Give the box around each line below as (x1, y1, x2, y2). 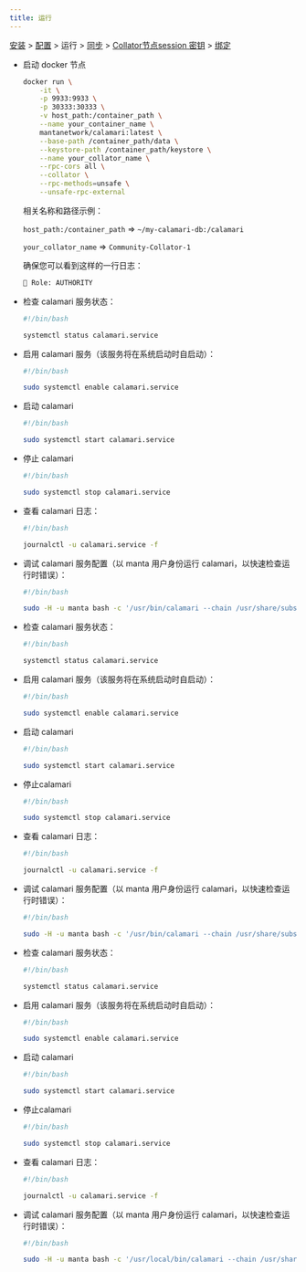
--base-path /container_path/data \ (39, 136, 179, 146)
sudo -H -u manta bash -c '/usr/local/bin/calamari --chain (22, 1255, 257, 1265)
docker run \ (22, 77, 73, 87)
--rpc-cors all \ (39, 162, 105, 172)
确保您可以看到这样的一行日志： (22, 259, 143, 270)
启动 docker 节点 (22, 58, 87, 69)
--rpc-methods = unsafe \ (39, 179, 130, 188)
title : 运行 (9, 13, 52, 23)
